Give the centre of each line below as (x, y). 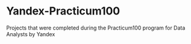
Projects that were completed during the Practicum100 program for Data (96, 28)
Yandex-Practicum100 (63, 11)
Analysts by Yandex (31, 34)
